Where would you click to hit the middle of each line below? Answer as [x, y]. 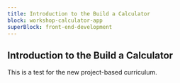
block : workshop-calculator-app [55, 20]
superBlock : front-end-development [60, 27]
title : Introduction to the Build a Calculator [79, 14]
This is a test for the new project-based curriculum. [82, 72]
